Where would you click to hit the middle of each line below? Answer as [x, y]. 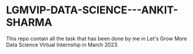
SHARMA [29, 22]
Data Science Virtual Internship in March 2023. [62, 45]
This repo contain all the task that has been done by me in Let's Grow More [96, 38]
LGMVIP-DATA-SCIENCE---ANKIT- [92, 10]
